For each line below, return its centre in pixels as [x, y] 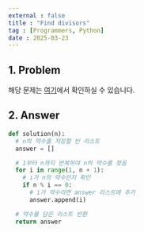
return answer [38, 222]
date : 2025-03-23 [38, 38]
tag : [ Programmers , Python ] [56, 30]
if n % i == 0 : [47, 185]
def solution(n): [37, 133]
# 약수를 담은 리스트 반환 [51, 214]
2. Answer [34, 116]
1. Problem [34, 70]
